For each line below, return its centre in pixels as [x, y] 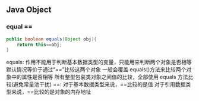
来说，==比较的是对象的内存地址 [51, 92]
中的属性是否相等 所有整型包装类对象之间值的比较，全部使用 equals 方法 [99, 77]
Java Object [29, 10]
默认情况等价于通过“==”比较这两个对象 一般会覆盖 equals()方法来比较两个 [96, 70]
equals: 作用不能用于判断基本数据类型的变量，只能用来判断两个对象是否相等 [99, 62]
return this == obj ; [40, 45]
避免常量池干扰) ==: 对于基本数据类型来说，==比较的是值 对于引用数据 [99, 84]
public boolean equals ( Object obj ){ [51, 39]
